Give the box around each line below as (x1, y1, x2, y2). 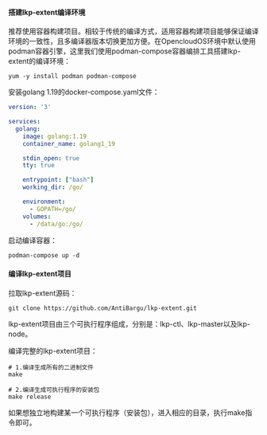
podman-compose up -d (8, 251, 80, 259)
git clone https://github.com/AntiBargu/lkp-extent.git (8, 304, 197, 312)
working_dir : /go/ (22, 183, 83, 191)
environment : (22, 198, 66, 206)
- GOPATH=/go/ (29, 205, 77, 213)
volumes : (22, 212, 52, 221)
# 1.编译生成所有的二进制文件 (8, 363, 94, 371)
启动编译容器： (8, 235, 57, 245)
